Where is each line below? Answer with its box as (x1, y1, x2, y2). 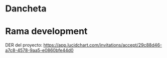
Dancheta (5, 3, 47, 14)
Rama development (5, 26, 88, 37)
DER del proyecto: (5, 42, 43, 48)
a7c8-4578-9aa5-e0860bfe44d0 (5, 48, 74, 54)
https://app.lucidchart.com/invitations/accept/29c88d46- (43, 42, 162, 48)
